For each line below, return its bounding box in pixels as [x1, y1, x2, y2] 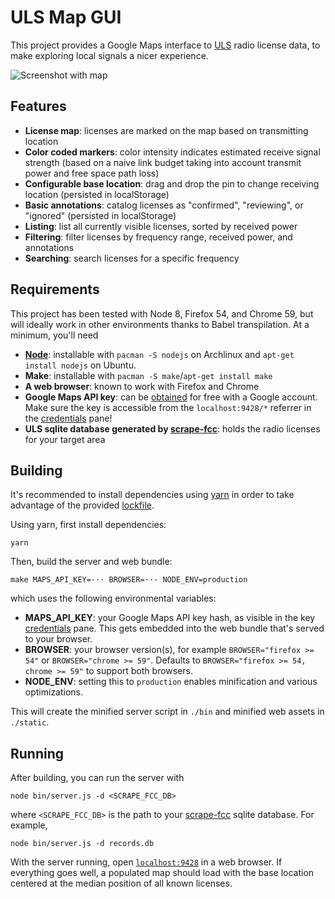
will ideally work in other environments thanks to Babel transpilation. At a [10, 318, 310, 330]
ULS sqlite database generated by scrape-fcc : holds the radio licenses [24, 422, 321, 435]
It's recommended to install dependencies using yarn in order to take [10, 489, 295, 501]
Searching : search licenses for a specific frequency [24, 252, 240, 264]
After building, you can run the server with [10, 772, 185, 784]
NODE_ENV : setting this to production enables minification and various [24, 676, 318, 688]
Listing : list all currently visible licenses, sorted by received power [24, 220, 298, 232]
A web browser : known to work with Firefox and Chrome [24, 380, 260, 392]
